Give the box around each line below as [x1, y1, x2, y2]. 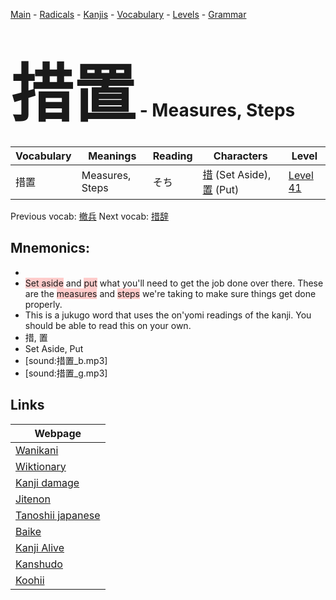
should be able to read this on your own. [24, 319, 192, 331]
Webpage [34, 426, 82, 440]
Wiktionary [15, 459, 67, 473]
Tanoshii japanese [15, 508, 101, 522]
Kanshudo [15, 557, 63, 571]
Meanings [88, 149, 137, 163]
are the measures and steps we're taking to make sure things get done [24, 287, 317, 299]
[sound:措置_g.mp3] [24, 367, 108, 379]
